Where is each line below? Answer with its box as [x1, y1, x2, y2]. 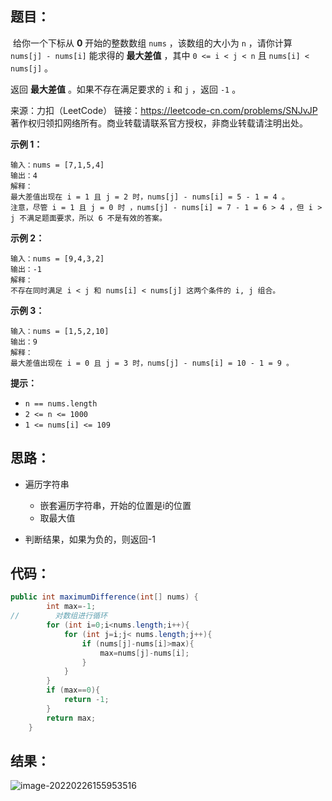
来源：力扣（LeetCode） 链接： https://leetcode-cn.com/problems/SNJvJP [10, 104, 318, 116]
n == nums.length [24, 398, 98, 409]
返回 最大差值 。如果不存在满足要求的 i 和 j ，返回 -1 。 [10, 83, 242, 95]
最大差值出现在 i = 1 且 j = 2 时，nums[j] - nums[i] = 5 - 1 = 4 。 [10, 192, 290, 202]
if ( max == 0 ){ [46, 685, 101, 696]
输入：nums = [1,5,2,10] [10, 326, 110, 336]
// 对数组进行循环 [10, 611, 108, 621]
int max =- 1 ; [46, 602, 97, 612]
